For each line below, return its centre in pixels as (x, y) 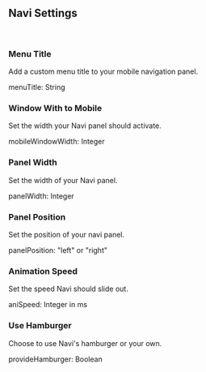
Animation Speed (43, 271)
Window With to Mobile (55, 109)
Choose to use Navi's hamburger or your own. (85, 343)
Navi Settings (43, 13)
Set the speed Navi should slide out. (69, 289)
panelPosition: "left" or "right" (58, 250)
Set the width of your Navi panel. (63, 180)
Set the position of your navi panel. (67, 235)
